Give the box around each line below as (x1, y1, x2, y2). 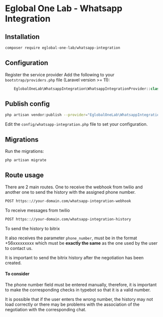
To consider (5, 271, 30, 277)
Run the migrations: (5, 149, 44, 154)
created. (5, 260, 22, 266)
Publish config (5, 100, 50, 108)
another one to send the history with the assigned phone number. (5, 189, 136, 195)
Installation (5, 33, 40, 41)
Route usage (5, 171, 44, 180)
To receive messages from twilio (5, 207, 70, 213)
